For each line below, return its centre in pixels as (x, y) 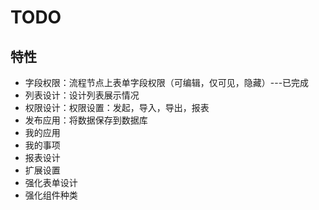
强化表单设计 (51, 182)
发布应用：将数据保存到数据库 (86, 120)
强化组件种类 (51, 195)
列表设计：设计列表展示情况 (82, 95)
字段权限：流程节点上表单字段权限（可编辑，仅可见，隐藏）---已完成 (167, 82)
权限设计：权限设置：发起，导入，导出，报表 (117, 107)
